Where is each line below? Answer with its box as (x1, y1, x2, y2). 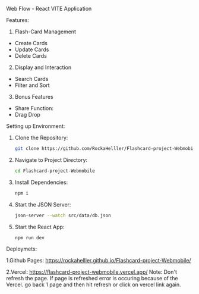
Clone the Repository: (14, 134, 68, 141)
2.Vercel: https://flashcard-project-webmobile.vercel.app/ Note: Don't (6, 268, 177, 276)
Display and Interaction (14, 64, 72, 71)
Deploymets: (6, 245, 37, 252)
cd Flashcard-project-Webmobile (14, 168, 95, 174)
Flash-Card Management (14, 28, 76, 35)
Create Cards (14, 40, 48, 46)
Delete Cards (14, 52, 48, 59)
